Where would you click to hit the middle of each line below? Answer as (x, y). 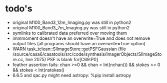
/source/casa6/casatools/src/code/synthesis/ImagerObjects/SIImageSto (87, 54)
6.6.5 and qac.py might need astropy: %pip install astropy (72, 75)
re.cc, (18, 59)
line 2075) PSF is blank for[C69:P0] (62, 59)
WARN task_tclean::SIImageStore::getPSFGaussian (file (69, 49)
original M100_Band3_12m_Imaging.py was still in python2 (72, 22)
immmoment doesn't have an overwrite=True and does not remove (81, 38)
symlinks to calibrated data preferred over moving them (70, 33)
